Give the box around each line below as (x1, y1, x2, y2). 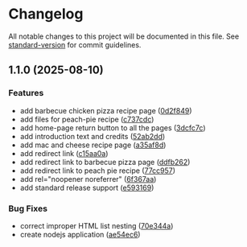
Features (8, 88, 44, 99)
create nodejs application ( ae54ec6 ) (19, 229, 141, 239)
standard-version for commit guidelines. (8, 39, 142, 49)
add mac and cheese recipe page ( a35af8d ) (19, 140, 167, 150)
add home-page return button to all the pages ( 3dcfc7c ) (19, 122, 206, 133)
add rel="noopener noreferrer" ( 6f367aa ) (19, 174, 157, 183)
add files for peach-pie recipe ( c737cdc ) (19, 114, 154, 124)
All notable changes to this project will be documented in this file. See (8, 31, 240, 41)
